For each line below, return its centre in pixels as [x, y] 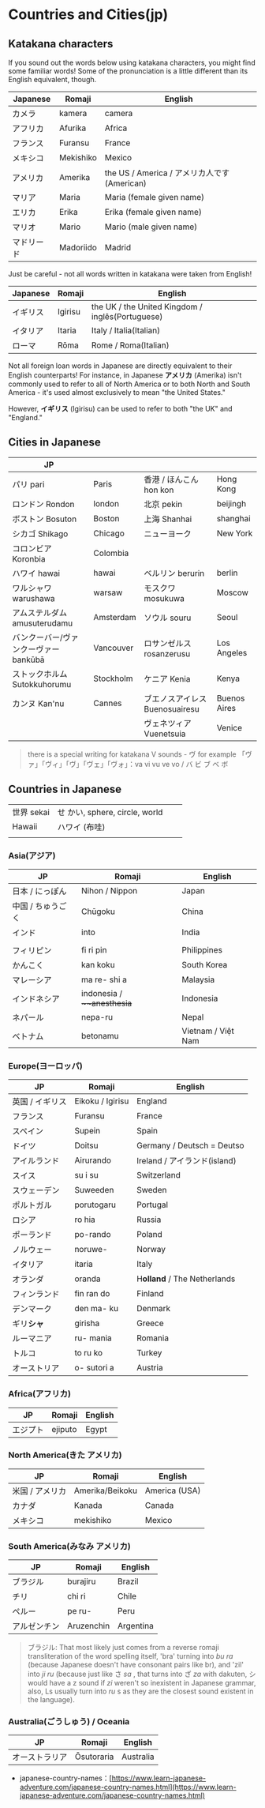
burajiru [81, 1581]
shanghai [233, 518]
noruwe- [91, 1250]
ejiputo [64, 1429]
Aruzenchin [88, 1626]
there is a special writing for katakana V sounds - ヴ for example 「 [136, 754]
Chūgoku [99, 912]
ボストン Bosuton [45, 519]
